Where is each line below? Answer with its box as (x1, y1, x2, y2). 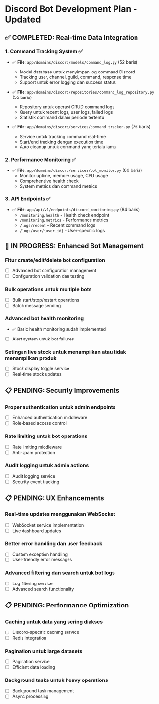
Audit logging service (12, 473, 55, 479)
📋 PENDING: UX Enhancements (5, 494, 104, 502)
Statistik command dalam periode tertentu (19, 114, 104, 120)
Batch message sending (12, 302, 61, 308)
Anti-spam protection (12, 449, 55, 455)
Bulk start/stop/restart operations (12, 297, 80, 303)
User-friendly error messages (12, 557, 72, 563)
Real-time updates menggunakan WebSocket (5, 511, 115, 518)
